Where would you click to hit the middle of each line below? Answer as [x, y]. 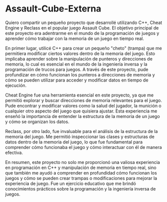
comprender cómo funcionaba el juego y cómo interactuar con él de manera [83, 147]
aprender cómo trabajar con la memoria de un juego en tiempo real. [75, 38]
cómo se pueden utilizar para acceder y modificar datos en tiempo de [77, 80]
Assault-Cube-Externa [53, 9]
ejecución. [16, 85]
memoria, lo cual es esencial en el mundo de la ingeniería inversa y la [76, 64]
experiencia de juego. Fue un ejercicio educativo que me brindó [71, 183]
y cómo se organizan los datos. [37, 121]
